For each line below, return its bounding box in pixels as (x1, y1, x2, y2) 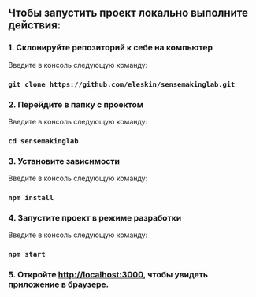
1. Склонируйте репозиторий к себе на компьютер (8, 43, 213, 54)
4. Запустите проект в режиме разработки (8, 212, 182, 223)
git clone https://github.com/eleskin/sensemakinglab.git (8, 80, 236, 89)
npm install (8, 193, 54, 202)
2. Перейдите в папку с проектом (8, 98, 144, 110)
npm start (8, 250, 46, 259)
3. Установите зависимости (8, 155, 121, 166)
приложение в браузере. (8, 279, 109, 290)
